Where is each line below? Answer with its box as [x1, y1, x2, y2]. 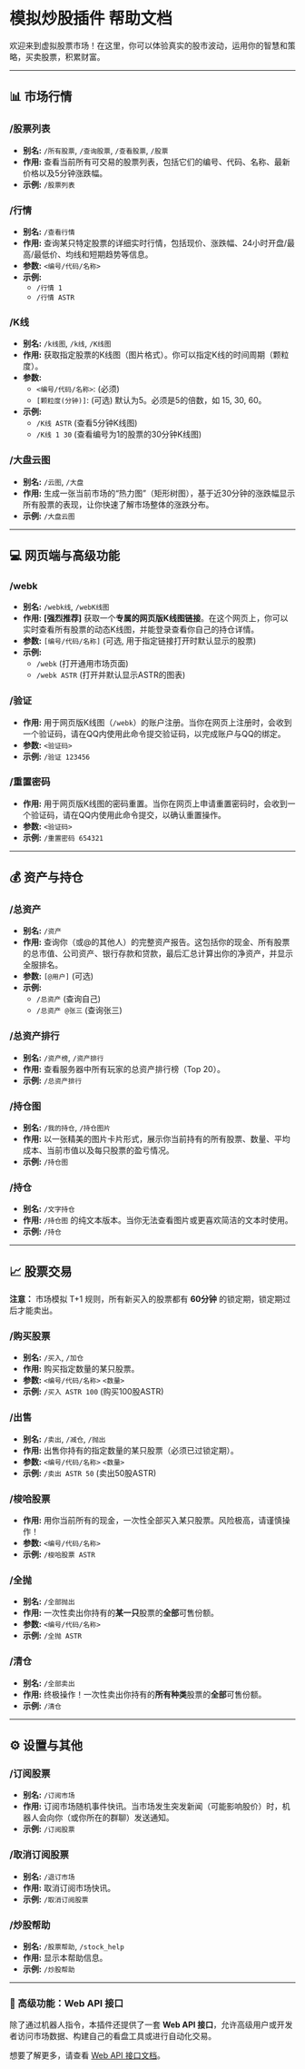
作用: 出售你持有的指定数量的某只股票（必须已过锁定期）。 [22, 1444, 239, 1455]
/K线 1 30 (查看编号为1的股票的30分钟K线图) [35, 429, 202, 440]
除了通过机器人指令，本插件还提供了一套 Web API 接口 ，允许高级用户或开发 [9, 2019, 293, 2030]
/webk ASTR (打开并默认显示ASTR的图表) [35, 669, 186, 681]
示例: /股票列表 [22, 179, 75, 190]
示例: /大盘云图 [22, 510, 75, 521]
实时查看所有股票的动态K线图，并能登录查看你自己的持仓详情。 [22, 624, 260, 635]
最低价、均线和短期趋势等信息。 [33, 249, 153, 260]
